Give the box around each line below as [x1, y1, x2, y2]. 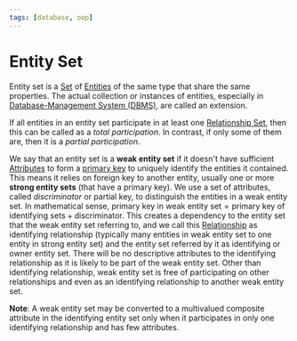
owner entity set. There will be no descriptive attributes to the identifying [9, 248, 277, 258]
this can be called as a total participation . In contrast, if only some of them [9, 126, 282, 137]
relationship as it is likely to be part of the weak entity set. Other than [9, 257, 261, 268]
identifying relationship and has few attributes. [9, 321, 180, 332]
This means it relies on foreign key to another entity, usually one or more [9, 172, 275, 183]
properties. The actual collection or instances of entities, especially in [9, 90, 264, 101]
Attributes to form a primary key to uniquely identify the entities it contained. [9, 162, 289, 174]
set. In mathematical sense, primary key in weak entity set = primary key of [9, 200, 285, 211]
